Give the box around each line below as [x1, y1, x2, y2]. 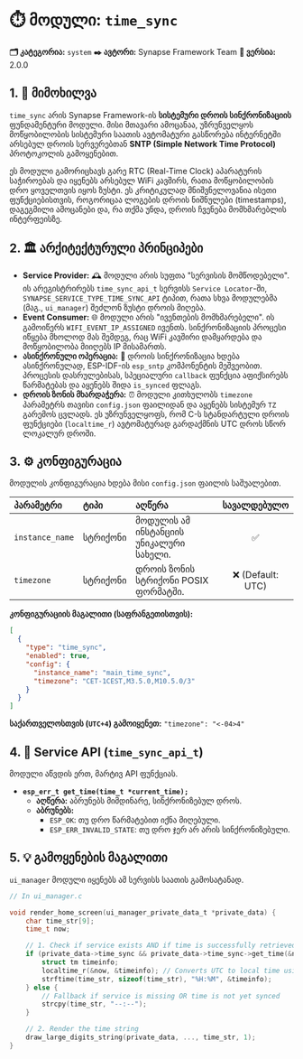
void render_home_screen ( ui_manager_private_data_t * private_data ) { [9, 907, 277, 917]
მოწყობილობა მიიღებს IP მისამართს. [22, 340, 167, 351]
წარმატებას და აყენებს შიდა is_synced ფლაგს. [22, 379, 202, 390]
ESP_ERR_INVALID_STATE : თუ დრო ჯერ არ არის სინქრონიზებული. [49, 823, 290, 834]
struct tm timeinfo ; [41, 958, 119, 967]
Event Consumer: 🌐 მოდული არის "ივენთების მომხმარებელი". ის [22, 311, 275, 322]
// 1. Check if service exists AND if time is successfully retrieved [25, 941, 297, 951]
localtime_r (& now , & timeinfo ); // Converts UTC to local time [41, 966, 280, 975]
